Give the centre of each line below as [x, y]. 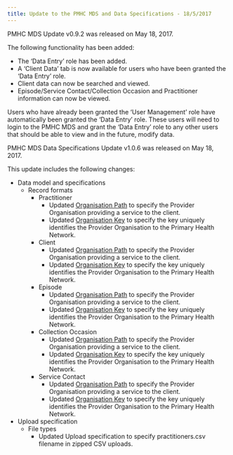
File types [42, 428]
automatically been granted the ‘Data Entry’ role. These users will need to [113, 119]
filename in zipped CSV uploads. [86, 444]
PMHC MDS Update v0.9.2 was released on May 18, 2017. [91, 34]
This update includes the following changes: [71, 169]
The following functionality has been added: [71, 47]
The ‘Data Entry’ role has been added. [72, 61]
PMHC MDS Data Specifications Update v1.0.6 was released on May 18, [111, 147]
